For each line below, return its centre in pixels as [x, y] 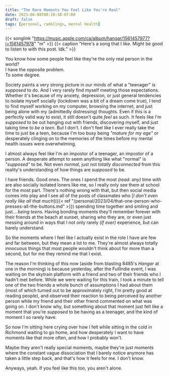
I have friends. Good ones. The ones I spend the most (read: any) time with [83, 179]
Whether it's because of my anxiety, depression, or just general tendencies [83, 96]
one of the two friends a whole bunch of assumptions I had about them [79, 285]
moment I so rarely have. [31, 317]
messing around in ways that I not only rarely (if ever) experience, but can [82, 222]
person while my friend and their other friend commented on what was [79, 301]
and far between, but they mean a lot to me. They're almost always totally [81, 243]
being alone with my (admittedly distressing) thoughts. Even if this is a [78, 112]
